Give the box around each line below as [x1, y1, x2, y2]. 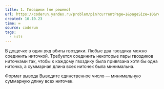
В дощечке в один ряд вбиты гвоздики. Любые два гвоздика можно [5, 47, 147, 54]
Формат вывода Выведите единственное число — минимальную [5, 73, 141, 79]
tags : [5, 30, 16, 35]
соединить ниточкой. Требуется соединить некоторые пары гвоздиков [5, 53, 154, 59]
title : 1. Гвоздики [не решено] [5, 7, 71, 12]
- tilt [9, 35, 23, 40]
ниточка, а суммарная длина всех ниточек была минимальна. [5, 63, 135, 69]
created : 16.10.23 [5, 16, 42, 21]
